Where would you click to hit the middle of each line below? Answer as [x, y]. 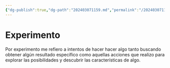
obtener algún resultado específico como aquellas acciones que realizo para [85, 54]
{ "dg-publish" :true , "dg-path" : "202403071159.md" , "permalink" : [72, 10]
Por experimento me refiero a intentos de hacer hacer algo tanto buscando [83, 49]
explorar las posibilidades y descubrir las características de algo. [73, 60]
